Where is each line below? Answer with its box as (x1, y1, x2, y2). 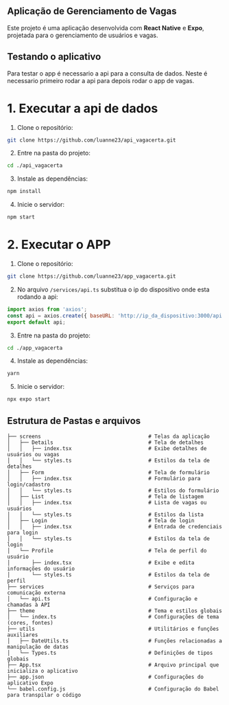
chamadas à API (7, 601, 51, 608)
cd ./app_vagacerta (7, 344, 63, 351)
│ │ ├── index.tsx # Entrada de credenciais (7, 523, 223, 530)
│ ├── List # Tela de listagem (7, 493, 204, 500)
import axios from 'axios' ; (7, 306, 88, 313)
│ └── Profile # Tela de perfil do (7, 547, 207, 554)
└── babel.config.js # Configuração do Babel (7, 685, 219, 693)
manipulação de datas (7, 643, 69, 650)
